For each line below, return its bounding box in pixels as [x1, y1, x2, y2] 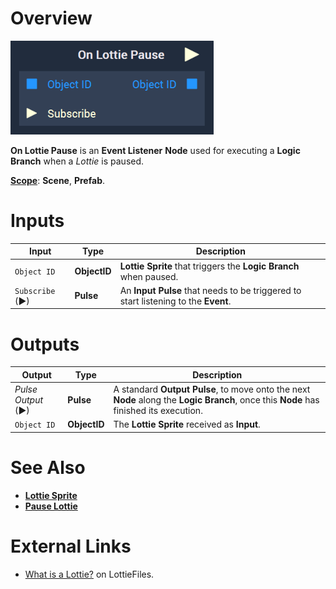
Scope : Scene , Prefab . [10, 174, 106, 186]
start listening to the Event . [119, 295, 232, 307]
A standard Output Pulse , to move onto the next [113, 383, 311, 396]
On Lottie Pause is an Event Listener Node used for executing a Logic [10, 144, 301, 156]
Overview [10, 7, 93, 30]
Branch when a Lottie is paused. [10, 155, 145, 167]
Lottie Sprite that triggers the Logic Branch [119, 260, 300, 272]
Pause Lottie [24, 500, 78, 512]
